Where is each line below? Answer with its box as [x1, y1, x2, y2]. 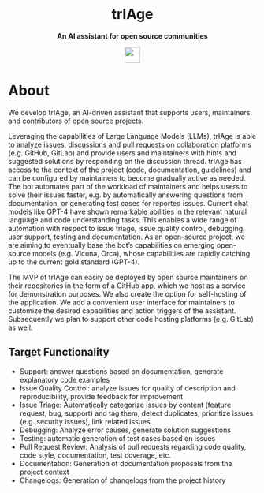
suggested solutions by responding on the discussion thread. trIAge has [8, 156, 242, 166]
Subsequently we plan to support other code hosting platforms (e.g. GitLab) [8, 314, 255, 323]
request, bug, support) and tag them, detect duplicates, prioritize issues [19, 408, 254, 418]
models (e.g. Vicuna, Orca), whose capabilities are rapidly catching [32, 248, 251, 258]
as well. [8, 323, 33, 332]
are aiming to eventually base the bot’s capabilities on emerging [8, 240, 215, 249]
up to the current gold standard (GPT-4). [8, 257, 140, 267]
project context [19, 467, 69, 476]
